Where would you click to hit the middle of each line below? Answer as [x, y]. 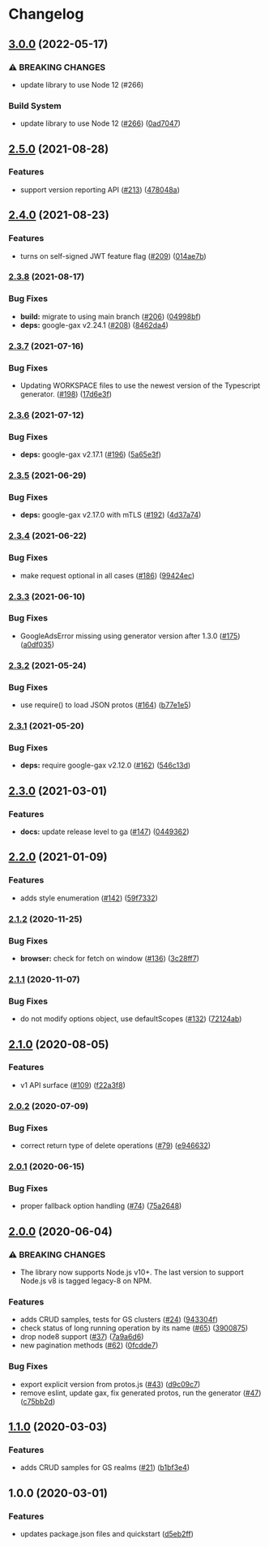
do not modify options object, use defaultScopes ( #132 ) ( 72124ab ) [131, 1019]
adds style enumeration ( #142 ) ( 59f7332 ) [89, 898]
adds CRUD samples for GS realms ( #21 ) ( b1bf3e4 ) [105, 1468]
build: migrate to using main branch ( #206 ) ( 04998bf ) [110, 316]
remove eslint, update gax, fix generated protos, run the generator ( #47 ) [141, 1393]
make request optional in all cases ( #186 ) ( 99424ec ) [107, 575]
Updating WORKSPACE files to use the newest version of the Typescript [140, 385]
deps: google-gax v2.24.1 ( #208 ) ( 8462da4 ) [94, 324]
